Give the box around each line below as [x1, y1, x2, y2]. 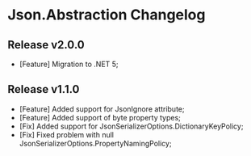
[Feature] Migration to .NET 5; [19, 59, 119, 69]
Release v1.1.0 [7, 82, 80, 96]
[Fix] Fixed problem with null [19, 129, 115, 139]
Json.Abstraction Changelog [7, 6, 206, 24]
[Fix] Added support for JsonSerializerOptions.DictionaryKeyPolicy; [19, 121, 244, 131]
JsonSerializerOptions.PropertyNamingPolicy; [19, 138, 172, 148]
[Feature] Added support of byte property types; [19, 112, 181, 122]
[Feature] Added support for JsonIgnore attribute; [19, 103, 185, 114]
